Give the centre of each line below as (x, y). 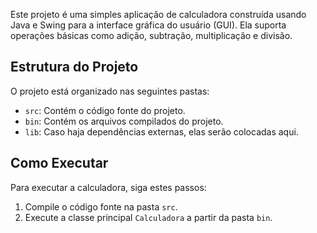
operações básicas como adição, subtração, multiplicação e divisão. (151, 35)
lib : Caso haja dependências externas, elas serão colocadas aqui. (161, 131)
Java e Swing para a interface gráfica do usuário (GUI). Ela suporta (148, 25)
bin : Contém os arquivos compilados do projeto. (124, 121)
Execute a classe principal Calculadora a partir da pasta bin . (148, 217)
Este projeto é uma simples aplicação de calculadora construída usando (158, 14)
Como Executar (59, 163)
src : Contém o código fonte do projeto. (105, 110)
